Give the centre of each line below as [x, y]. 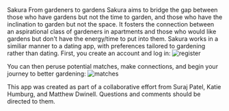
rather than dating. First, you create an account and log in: [89, 53]
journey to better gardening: [47, 74]
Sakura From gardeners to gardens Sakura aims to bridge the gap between [112, 10]
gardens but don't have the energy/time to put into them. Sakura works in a [113, 39]
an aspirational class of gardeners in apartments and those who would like [112, 31]
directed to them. [31, 101]
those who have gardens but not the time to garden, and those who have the [115, 17]
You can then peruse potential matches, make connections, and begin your [113, 66]
